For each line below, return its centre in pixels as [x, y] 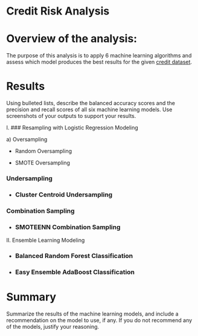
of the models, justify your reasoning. [53, 326]
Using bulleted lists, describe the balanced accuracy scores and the [91, 103]
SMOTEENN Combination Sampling [68, 227]
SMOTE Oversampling [43, 163]
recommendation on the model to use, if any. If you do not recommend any [99, 320]
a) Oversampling [27, 140]
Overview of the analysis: [72, 39]
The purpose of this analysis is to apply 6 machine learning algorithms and [99, 56]
